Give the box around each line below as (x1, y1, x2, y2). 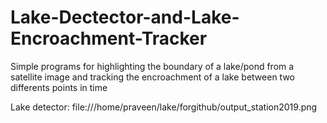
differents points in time (10, 81, 108, 93)
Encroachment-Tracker (10, 27, 208, 50)
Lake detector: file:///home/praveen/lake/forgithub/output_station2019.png (10, 101, 318, 113)
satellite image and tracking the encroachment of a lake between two (10, 71, 295, 83)
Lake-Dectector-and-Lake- (10, 6, 240, 29)
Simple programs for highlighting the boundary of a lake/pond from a (10, 60, 295, 72)
